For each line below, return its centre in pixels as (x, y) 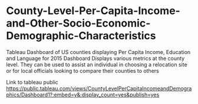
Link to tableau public (32, 82)
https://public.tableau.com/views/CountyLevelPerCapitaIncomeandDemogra (99, 88)
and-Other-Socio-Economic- (78, 23)
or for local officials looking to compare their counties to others (82, 71)
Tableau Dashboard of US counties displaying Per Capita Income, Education (98, 52)
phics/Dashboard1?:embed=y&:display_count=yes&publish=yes (83, 95)
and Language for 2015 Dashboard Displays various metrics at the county (95, 58)
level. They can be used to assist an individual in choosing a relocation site (97, 64)
